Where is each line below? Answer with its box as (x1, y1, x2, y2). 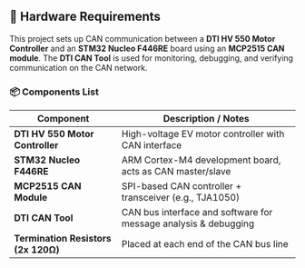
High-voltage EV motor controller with (121, 128, 285, 141)
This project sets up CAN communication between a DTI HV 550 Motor (9, 33, 276, 44)
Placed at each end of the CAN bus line (121, 238, 289, 251)
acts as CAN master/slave (121, 165, 231, 178)
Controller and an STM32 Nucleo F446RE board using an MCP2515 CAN (9, 43, 285, 54)
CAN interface (121, 139, 182, 152)
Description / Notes (162, 113, 250, 125)
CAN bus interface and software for (121, 206, 273, 219)
